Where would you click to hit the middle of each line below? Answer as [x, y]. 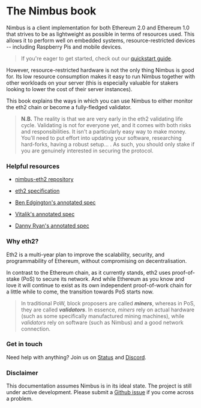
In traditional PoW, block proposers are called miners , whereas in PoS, [108, 303]
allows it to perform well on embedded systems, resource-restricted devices [101, 40]
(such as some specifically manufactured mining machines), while [103, 316]
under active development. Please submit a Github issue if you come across [100, 392]
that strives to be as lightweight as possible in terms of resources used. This [100, 34]
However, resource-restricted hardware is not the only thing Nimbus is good [100, 70]
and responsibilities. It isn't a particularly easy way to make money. [104, 131]
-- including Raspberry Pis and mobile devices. [64, 47]
